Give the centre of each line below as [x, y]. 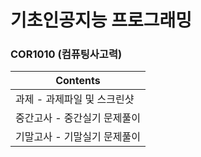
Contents [78, 81]
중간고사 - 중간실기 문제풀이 [78, 118]
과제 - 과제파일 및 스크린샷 [75, 99]
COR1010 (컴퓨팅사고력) [66, 54]
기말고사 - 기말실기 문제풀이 [78, 137]
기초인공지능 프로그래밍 [101, 20]
